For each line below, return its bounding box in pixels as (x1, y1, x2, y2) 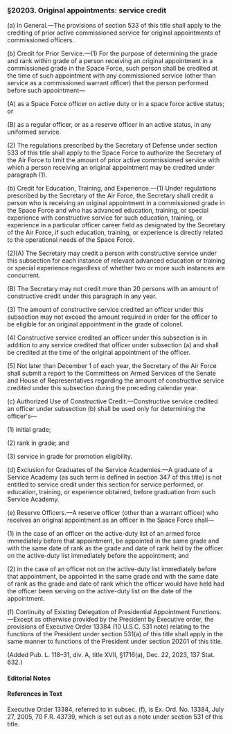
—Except (7, 615, 33, 624)
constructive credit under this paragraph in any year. (7, 292, 157, 300)
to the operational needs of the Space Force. (7, 236, 135, 244)
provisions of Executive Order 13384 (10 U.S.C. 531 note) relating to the (7, 622, 210, 631)
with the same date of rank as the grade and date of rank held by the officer (7, 544, 224, 552)
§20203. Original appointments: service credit (7, 6, 167, 15)
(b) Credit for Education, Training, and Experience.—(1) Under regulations (7, 184, 217, 193)
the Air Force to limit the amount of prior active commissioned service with (7, 156, 220, 164)
